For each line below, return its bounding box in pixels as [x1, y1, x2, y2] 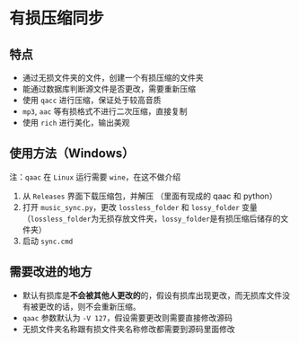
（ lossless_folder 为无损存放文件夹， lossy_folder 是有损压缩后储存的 [22, 213, 281, 224]
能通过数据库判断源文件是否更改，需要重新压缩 [22, 84, 196, 94]
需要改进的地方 [9, 264, 92, 279]
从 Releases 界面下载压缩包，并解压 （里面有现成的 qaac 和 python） [22, 190, 277, 201]
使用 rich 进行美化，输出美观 [22, 118, 130, 128]
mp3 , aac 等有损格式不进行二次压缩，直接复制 [22, 106, 188, 117]
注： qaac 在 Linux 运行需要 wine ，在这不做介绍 [9, 171, 181, 182]
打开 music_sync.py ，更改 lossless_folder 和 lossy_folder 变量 [22, 201, 258, 212]
